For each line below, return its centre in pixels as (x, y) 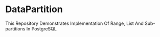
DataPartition (34, 9)
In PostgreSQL (42, 28)
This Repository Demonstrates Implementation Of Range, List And (75, 23)
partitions (15, 28)
